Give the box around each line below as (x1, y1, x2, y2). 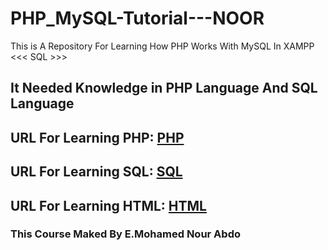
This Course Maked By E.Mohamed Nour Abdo (10, 227, 241, 241)
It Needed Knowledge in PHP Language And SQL (10, 80, 318, 97)
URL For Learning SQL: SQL (10, 163, 183, 181)
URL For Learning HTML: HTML (10, 197, 207, 214)
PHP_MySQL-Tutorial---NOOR (10, 7, 265, 30)
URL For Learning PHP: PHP (10, 129, 185, 146)
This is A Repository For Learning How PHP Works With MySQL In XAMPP (10, 40, 315, 52)
